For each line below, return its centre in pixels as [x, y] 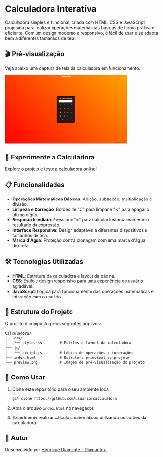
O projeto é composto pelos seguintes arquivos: [53, 323]
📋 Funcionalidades [35, 185]
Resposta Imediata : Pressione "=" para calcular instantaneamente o [81, 220]
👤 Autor [17, 438]
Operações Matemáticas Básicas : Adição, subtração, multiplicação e [82, 199]
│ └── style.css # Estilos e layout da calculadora [68, 343]
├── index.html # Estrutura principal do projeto [67, 358]
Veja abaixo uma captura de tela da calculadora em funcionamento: [72, 68]
